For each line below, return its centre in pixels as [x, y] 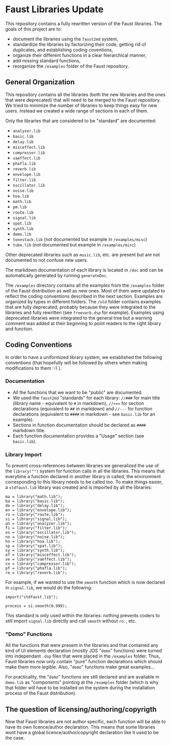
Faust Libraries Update [54, 9]
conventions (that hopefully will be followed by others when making [76, 363]
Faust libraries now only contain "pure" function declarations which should [84, 662]
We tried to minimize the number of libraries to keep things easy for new [81, 105]
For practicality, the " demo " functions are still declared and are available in [82, 677]
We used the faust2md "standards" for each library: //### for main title [86, 398]
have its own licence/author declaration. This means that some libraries [80, 727]
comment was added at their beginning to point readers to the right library [83, 323]
